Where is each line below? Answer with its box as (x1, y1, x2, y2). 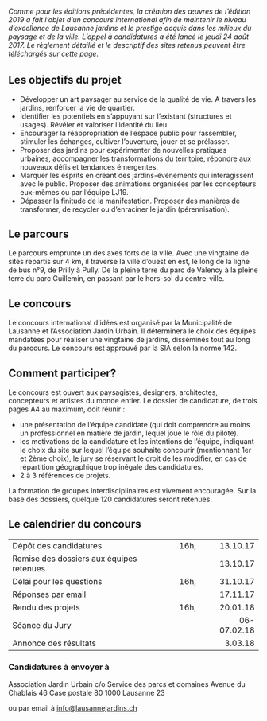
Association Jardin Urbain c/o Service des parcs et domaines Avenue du (8, 680, 246, 689)
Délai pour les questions (12, 575, 103, 587)
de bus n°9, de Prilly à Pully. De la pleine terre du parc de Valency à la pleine (8, 265, 258, 275)
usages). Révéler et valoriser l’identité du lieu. (19, 119, 169, 129)
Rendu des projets (12, 602, 81, 613)
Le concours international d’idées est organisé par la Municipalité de (8, 318, 233, 328)
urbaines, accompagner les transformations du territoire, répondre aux (19, 154, 252, 163)
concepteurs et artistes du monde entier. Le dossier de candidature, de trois (8, 396, 257, 406)
